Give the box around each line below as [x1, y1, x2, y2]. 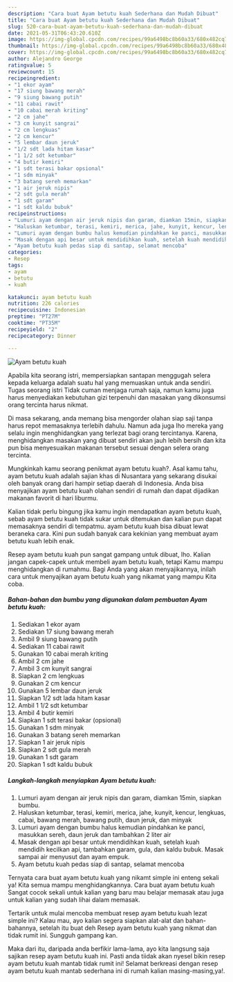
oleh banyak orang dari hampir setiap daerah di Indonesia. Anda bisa [8, 479, 204, 487]
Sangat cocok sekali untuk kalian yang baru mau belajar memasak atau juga [8, 888, 224, 897]
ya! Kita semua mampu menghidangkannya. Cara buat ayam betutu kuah [8, 881, 215, 889]
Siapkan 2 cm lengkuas [17, 672, 85, 680]
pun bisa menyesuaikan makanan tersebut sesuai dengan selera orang [8, 443, 209, 452]
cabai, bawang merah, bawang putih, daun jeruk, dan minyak [17, 816, 192, 824]
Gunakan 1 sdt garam [17, 753, 79, 761]
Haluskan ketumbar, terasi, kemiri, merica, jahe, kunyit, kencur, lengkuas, [17, 809, 226, 817]
